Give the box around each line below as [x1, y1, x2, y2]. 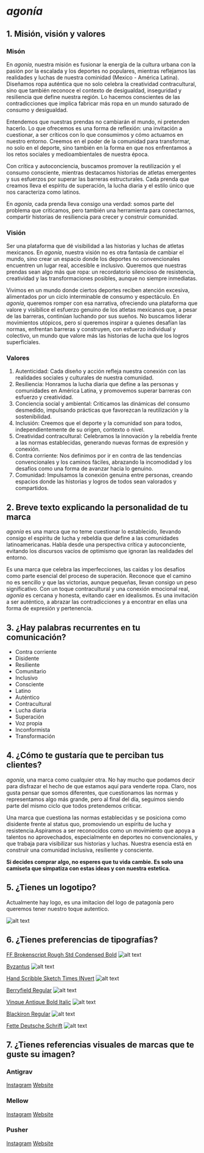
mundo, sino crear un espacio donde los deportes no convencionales [6, 255, 180, 263]
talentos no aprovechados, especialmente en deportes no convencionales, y [6, 833, 198, 841]
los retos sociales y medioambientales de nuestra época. [6, 150, 149, 158]
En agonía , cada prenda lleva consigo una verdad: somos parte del [6, 200, 175, 207]
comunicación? [6, 632, 66, 642]
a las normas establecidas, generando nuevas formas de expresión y [15, 439, 189, 447]
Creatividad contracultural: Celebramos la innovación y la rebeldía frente [15, 433, 197, 440]
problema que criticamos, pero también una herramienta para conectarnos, [6, 207, 195, 214]
